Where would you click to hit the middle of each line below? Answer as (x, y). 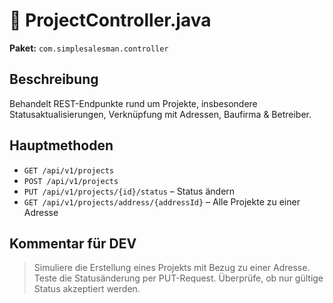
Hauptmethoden (61, 145)
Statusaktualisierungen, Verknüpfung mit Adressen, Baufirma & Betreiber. (160, 114)
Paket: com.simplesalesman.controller (89, 48)
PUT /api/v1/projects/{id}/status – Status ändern (129, 191)
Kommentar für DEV (73, 243)
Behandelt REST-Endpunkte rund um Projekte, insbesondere (133, 103)
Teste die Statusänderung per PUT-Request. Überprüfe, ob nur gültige (178, 278)
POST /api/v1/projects (71, 181)
